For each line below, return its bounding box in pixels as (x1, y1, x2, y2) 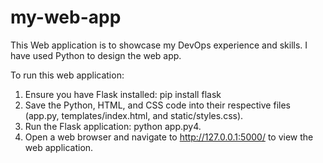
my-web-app (10, 6, 122, 29)
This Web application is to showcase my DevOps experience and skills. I (10, 39, 308, 51)
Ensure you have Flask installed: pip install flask (24, 88, 222, 100)
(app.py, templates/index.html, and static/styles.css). (24, 109, 244, 121)
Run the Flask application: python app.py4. (24, 120, 202, 132)
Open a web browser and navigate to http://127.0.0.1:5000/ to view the (24, 131, 314, 143)
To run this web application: (10, 69, 125, 81)
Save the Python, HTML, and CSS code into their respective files (24, 99, 291, 111)
